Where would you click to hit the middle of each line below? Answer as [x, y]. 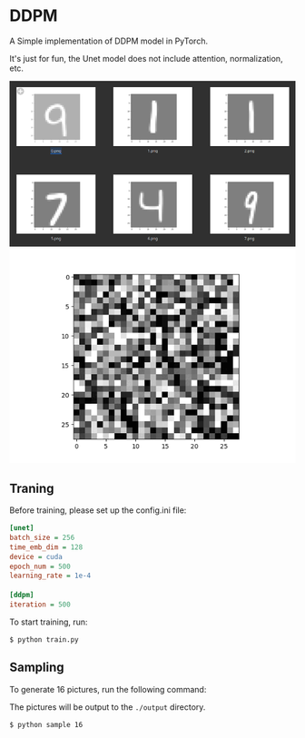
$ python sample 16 [46, 724]
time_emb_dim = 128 [46, 547]
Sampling [37, 668]
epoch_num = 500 [40, 566]
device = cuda [36, 556]
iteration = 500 [40, 605]
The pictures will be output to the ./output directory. [108, 707]
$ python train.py [44, 640]
